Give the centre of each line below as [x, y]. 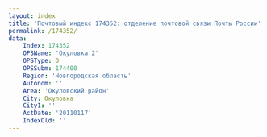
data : [17, 38]
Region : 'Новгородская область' [77, 76]
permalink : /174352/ [43, 31]
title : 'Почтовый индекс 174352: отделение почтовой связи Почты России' [135, 23]
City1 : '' [40, 106]
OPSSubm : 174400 [50, 68]
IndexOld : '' [45, 121]
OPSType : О [41, 61]
